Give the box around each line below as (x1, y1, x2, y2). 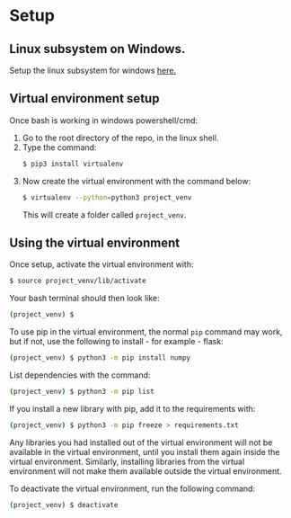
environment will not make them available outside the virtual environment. (9, 465, 282, 477)
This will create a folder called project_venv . (22, 209, 187, 220)
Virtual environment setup (9, 91, 160, 106)
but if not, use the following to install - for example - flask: (9, 336, 224, 347)
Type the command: (22, 141, 97, 153)
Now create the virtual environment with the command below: (22, 175, 251, 186)
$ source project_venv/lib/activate (9, 276, 146, 286)
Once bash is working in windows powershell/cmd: (9, 114, 198, 126)
